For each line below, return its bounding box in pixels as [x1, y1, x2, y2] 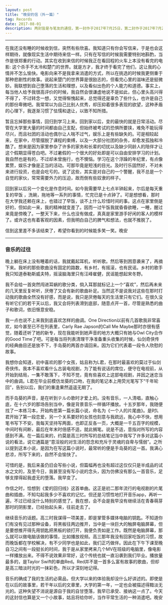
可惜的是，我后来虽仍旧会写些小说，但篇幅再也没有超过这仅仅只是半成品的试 [5, 462, 163, 468]
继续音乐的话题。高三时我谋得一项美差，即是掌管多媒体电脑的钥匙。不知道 [5, 515, 158, 521]
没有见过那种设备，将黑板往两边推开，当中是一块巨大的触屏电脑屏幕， [13, 521, 158, 527]
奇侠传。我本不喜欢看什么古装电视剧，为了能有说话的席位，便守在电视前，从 [5, 366, 163, 372]
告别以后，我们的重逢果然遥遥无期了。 [15, 384, 95, 390]
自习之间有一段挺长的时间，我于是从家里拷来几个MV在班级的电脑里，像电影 [5, 546, 161, 552]
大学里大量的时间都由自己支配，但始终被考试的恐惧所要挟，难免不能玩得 [13, 125, 163, 131]
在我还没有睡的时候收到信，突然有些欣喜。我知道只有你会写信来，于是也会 [5, 45, 158, 51]
